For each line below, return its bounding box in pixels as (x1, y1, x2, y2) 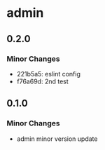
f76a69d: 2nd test (16, 77, 69, 86)
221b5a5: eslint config (16, 69, 81, 78)
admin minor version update (16, 135, 98, 143)
